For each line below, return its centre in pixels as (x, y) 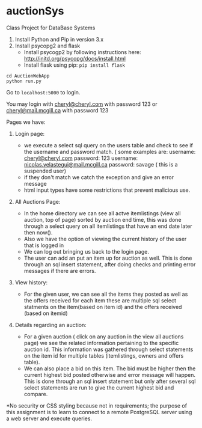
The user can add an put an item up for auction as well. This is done (108, 258)
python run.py (24, 81)
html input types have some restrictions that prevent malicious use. (107, 190)
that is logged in (44, 245)
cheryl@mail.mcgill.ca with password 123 (57, 110)
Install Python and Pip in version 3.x (59, 39)
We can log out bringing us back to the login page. (86, 251)
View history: (31, 282)
